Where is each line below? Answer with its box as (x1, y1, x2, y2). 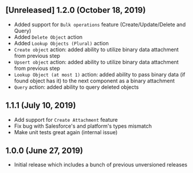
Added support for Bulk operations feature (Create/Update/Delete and (14, 21, 186, 28)
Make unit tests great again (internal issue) (14, 128, 118, 135)
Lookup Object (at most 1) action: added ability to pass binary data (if (14, 71, 186, 78)
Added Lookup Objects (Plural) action (14, 39, 109, 46)
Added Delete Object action (14, 33, 83, 41)
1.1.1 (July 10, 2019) (5, 101, 76, 111)
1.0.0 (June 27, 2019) (5, 146, 84, 156)
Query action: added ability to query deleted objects (14, 83, 139, 91)
